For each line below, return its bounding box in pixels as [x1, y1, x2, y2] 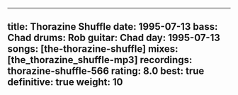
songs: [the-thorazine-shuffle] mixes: [7, 43, 178, 55]
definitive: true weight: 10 [7, 76, 123, 89]
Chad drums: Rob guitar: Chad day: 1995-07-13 [7, 32, 221, 44]
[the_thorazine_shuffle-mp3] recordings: [7, 54, 193, 66]
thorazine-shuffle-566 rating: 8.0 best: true [7, 65, 205, 77]
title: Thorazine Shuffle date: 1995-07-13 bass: [7, 21, 218, 33]
